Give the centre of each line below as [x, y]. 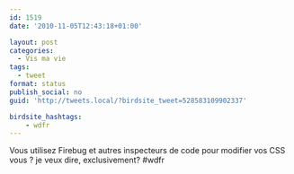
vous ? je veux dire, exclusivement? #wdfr [87, 160]
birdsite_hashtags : [46, 117]
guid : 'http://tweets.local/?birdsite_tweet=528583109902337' [128, 100]
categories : [31, 50]
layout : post [34, 42]
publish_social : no [46, 92]
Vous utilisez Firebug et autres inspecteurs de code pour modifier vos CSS [147, 151]
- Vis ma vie [42, 59]
